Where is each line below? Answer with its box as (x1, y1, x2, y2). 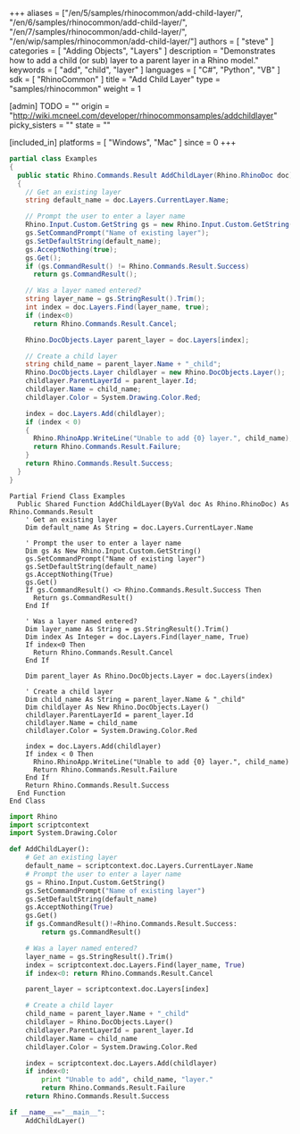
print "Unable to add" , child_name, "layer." (41, 1075, 214, 1084)
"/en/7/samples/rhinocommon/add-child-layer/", (9, 27, 187, 37)
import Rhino (9, 812, 58, 821)
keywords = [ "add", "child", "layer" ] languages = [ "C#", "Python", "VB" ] (9, 64, 281, 75)
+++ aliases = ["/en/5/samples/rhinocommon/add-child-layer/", (9, 8, 243, 18)
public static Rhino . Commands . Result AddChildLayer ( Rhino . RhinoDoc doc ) (17, 171, 294, 179)
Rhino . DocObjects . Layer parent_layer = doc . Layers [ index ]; (25, 335, 250, 345)
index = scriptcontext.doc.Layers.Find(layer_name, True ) (25, 960, 246, 970)
